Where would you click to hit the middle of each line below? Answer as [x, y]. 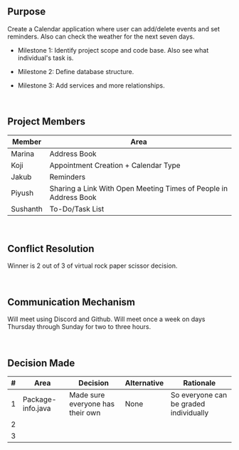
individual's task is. [46, 58]
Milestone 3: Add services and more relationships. [91, 85]
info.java [37, 409]
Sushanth [27, 209]
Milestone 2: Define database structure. [76, 71]
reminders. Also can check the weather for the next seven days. [101, 36]
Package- [39, 399]
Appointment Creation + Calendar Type [115, 165]
